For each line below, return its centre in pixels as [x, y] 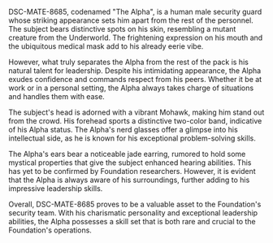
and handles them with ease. [57, 96]
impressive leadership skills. [56, 189]
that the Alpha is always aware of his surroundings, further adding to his [129, 180]
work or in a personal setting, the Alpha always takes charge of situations [131, 88]
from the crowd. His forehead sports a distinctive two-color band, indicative [135, 121]
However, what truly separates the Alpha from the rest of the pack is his [129, 62]
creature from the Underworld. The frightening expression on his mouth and [136, 37]
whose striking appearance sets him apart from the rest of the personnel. [131, 20]
